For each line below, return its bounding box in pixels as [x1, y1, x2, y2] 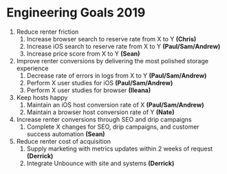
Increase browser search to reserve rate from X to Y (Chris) [26, 34, 197, 43]
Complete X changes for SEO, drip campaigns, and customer [26, 122, 200, 131]
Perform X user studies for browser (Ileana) [26, 86, 151, 94]
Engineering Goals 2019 [6, 5, 146, 21]
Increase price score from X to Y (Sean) [26, 50, 140, 58]
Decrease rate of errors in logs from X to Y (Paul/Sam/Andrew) [26, 71, 207, 80]
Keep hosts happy [16, 93, 68, 101]
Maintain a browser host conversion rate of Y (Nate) [26, 108, 175, 116]
